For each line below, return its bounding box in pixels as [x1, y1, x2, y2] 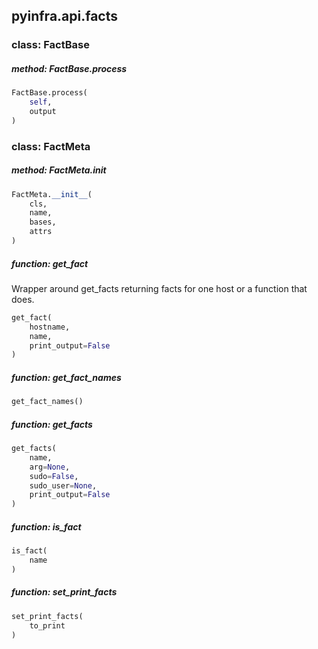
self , [29, 97, 53, 108]
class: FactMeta [11, 139, 91, 153]
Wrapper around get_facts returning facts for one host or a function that [11, 282, 308, 294]
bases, [29, 217, 57, 228]
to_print [29, 620, 66, 631]
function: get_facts [11, 418, 93, 430]
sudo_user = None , [29, 480, 98, 491]
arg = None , [29, 462, 71, 472]
